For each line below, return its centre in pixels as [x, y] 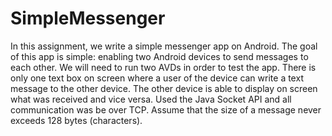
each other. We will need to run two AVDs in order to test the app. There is [163, 67]
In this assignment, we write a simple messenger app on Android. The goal [164, 46]
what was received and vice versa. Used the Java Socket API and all [151, 99]
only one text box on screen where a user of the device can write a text [157, 78]
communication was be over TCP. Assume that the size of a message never [166, 109]
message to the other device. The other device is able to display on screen [164, 88]
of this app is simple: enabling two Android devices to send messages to [159, 56]
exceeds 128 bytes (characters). [76, 120]
